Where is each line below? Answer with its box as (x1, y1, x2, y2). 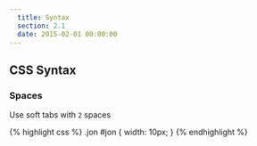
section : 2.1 (17, 21, 66, 30)
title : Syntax (17, 12, 70, 22)
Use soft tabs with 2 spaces (9, 109, 112, 120)
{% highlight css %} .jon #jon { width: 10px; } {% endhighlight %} (9, 126, 248, 138)
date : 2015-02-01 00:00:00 (17, 29, 118, 38)
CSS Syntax (9, 62, 77, 77)
